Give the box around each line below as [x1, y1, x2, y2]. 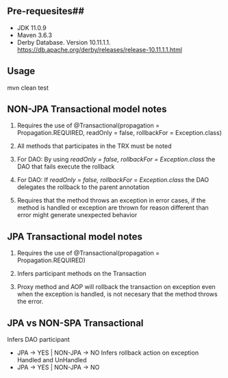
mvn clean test [7, 84, 49, 92]
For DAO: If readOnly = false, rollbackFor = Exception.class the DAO [16, 176, 210, 184]
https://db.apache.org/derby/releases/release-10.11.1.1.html [16, 45, 183, 53]
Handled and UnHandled [16, 356, 87, 364]
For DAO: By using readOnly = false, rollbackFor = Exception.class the [16, 155, 216, 164]
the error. [16, 297, 44, 305]
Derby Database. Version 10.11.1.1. [16, 38, 111, 47]
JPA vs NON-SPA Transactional [7, 317, 144, 329]
